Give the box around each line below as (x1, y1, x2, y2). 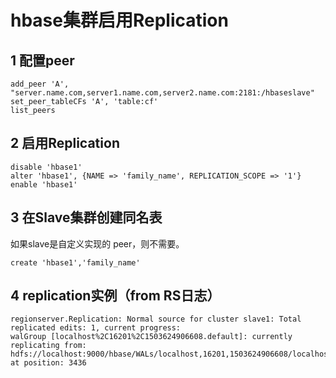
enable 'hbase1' (10, 179, 78, 190)
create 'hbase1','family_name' (10, 257, 141, 268)
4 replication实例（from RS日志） (10, 287, 221, 305)
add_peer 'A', (10, 79, 70, 89)
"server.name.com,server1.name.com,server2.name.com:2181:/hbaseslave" (10, 88, 315, 98)
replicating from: (10, 341, 87, 351)
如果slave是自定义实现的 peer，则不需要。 (10, 237, 185, 250)
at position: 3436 (10, 358, 87, 368)
